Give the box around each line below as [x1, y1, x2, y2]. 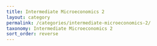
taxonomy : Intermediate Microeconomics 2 [6, 25, 113, 32]
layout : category [6, 14, 51, 20]
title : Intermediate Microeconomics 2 [6, 8, 105, 15]
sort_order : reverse [6, 31, 59, 37]
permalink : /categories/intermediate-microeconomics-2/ [6, 20, 151, 26]
